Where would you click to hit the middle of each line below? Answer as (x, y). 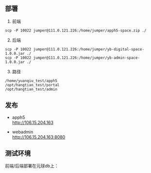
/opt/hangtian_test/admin (31, 89)
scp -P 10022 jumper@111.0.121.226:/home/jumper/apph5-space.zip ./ (76, 31)
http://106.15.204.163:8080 (39, 137)
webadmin (23, 132)
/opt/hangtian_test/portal (32, 85)
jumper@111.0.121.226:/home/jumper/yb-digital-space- (89, 49)
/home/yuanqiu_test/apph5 (31, 81)
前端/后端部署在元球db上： (32, 166)
